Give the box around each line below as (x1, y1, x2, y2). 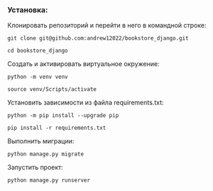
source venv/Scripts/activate (7, 86, 97, 93)
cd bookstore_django (7, 48, 69, 55)
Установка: (7, 5, 48, 15)
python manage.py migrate (7, 151, 84, 158)
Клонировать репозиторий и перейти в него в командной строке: (7, 21, 207, 30)
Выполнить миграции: (7, 137, 75, 146)
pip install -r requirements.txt (7, 124, 106, 132)
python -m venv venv (7, 73, 69, 81)
